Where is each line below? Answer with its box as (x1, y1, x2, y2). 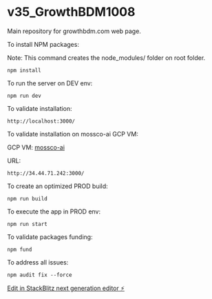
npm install (7, 67, 41, 74)
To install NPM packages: (7, 40, 79, 48)
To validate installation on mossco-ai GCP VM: (7, 130, 139, 138)
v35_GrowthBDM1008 (7, 4, 136, 20)
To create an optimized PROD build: (7, 182, 108, 190)
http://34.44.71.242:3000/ (7, 169, 85, 176)
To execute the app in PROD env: (7, 207, 101, 216)
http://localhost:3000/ (7, 118, 76, 125)
